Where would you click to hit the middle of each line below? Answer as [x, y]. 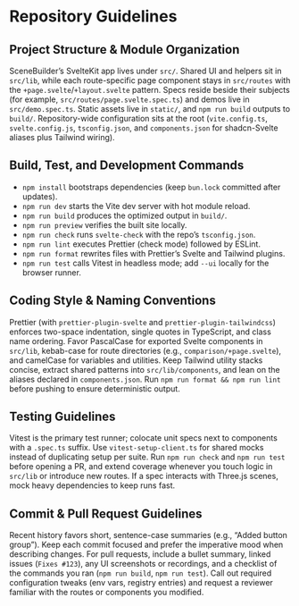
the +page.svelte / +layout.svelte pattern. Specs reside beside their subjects [149, 90]
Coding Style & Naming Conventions [112, 301]
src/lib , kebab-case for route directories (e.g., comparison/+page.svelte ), [145, 350]
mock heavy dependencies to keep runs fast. [92, 485]
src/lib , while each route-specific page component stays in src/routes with [150, 80]
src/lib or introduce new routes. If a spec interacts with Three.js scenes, [144, 476]
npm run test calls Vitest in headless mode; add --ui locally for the [145, 263]
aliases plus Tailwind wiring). [62, 137]
